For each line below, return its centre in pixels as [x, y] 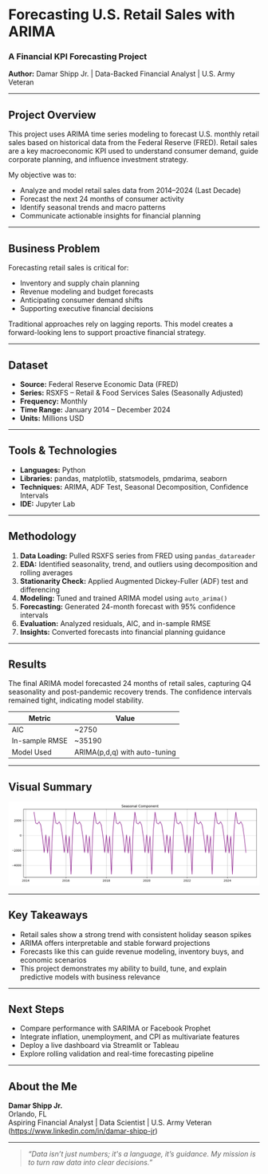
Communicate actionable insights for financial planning [110, 216]
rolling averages [46, 573]
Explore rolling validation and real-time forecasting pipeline [116, 1054]
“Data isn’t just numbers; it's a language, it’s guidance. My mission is [142, 1154]
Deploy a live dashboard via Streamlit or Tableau [99, 1046]
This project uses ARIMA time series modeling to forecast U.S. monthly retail [134, 134]
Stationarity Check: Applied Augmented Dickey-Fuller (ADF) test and [134, 581]
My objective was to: [43, 175]
